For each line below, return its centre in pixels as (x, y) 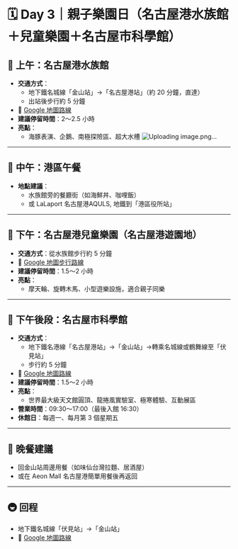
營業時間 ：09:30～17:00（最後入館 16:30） (80, 409)
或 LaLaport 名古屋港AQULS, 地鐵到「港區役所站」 (102, 203)
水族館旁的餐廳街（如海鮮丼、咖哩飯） (84, 195)
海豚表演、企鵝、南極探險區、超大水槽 (84, 136)
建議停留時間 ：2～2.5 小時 (56, 119)
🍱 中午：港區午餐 (44, 168)
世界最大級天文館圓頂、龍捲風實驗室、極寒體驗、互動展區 (112, 400)
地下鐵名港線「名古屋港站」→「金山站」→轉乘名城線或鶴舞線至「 (124, 347)
